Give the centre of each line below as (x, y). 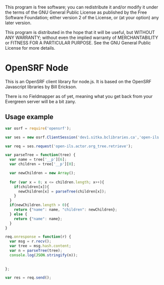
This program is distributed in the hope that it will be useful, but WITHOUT (80, 32)
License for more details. (30, 48)
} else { (18, 214)
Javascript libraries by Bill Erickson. (41, 87)
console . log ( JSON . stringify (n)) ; (44, 255)
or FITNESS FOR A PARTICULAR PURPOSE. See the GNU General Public (78, 43)
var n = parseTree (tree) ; (36, 251)
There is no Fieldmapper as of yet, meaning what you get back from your (79, 96)
